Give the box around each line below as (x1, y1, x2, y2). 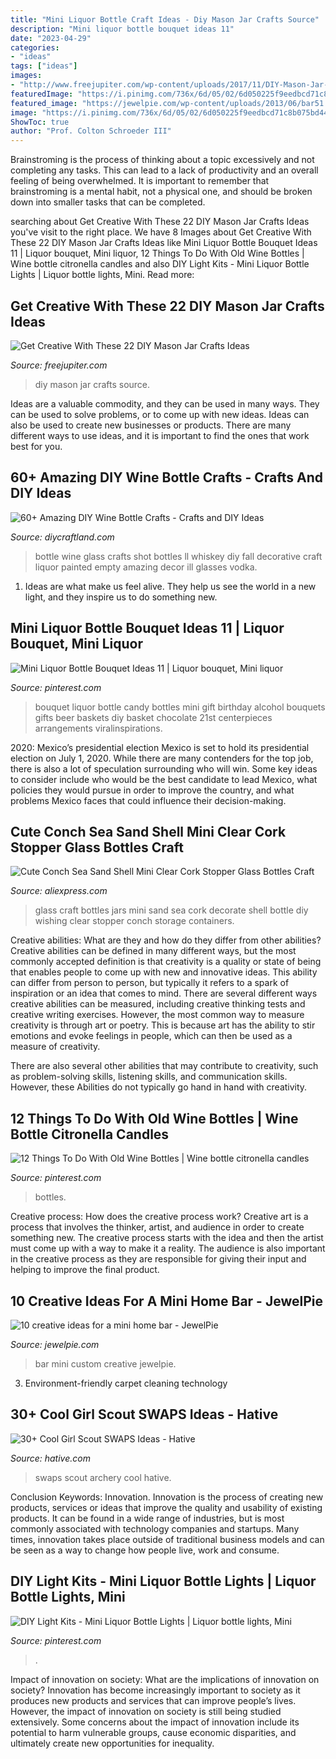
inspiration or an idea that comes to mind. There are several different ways (10, 987, 318, 1000)
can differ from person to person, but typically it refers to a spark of (10, 977, 290, 989)
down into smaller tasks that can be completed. (10, 196, 206, 208)
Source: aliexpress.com (10, 885, 108, 897)
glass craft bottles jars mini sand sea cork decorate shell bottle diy (34, 904, 309, 916)
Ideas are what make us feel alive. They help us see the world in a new (24, 580, 317, 592)
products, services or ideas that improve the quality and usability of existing (10, 1501, 323, 1513)
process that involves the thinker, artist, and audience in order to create (10, 1221, 305, 1233)
